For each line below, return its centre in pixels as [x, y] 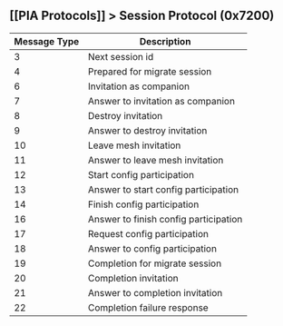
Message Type [47, 41]
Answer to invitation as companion [161, 101]
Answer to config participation [152, 248]
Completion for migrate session [155, 263]
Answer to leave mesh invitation [156, 160]
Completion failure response [148, 307]
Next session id [121, 56]
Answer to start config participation [163, 189]
